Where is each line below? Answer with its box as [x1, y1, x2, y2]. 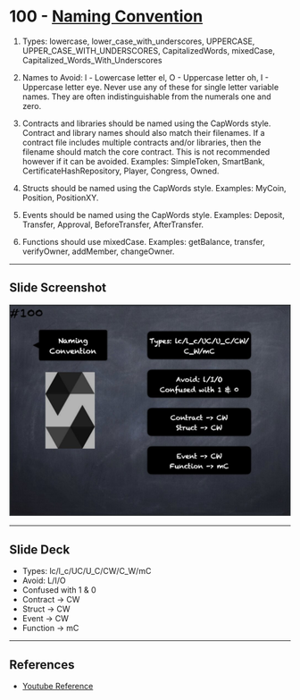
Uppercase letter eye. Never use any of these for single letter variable [21, 81, 279, 92]
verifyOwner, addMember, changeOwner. [21, 246, 175, 257]
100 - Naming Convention [9, 6, 204, 27]
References [9, 657, 75, 672]
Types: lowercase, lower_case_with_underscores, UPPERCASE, [21, 36, 255, 46]
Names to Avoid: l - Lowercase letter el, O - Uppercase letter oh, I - [21, 72, 270, 82]
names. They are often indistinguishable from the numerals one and [21, 91, 271, 102]
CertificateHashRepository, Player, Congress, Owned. [21, 165, 220, 176]
